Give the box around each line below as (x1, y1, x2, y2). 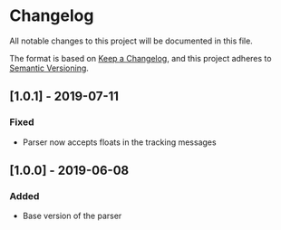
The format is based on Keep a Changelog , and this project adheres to (9, 53, 272, 63)
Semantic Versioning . (9, 62, 89, 73)
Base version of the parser (22, 210, 122, 222)
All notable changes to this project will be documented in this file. (9, 35, 254, 46)
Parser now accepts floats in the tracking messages (22, 137, 217, 148)
